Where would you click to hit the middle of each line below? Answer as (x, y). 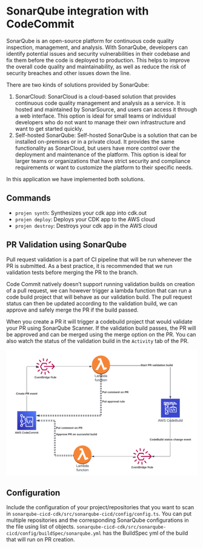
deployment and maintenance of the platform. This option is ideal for (101, 154)
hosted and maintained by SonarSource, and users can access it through (106, 109)
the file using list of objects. (41, 527)
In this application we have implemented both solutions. (76, 179)
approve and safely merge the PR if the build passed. (72, 310)
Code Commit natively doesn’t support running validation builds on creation (101, 284)
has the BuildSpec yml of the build (145, 533)
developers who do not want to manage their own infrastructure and (100, 122)
